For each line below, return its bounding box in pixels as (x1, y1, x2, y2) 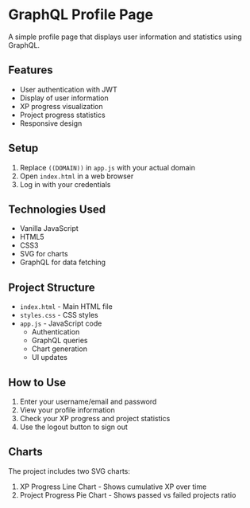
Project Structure (8, 280, 95, 294)
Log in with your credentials (19, 179, 111, 189)
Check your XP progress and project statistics (19, 414, 171, 423)
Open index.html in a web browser (19, 171, 134, 181)
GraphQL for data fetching (19, 257, 106, 268)
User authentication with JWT (19, 84, 117, 94)
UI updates (31, 353, 67, 362)
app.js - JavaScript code (19, 318, 102, 328)
